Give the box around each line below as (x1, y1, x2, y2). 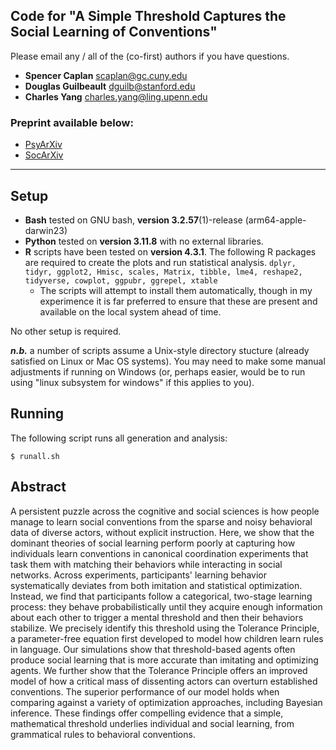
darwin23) (24, 224, 68, 236)
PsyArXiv (24, 139, 63, 151)
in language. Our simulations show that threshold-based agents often (10, 643, 296, 655)
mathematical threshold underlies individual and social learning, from (10, 717, 295, 729)
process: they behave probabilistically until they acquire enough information (10, 600, 323, 613)
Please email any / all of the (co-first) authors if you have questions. (10, 50, 290, 62)
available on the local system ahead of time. (39, 305, 222, 318)
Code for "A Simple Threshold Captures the (10, 8, 287, 25)
